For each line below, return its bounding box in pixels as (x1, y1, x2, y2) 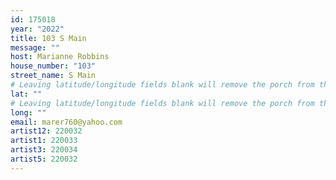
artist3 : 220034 (10, 145, 78, 155)
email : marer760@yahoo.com (10, 117, 123, 127)
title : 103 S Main (10, 33, 87, 43)
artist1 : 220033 (10, 136, 78, 146)
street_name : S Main (10, 71, 97, 81)
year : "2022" (10, 24, 65, 34)
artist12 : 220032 (10, 126, 83, 136)
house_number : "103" (10, 61, 97, 71)
